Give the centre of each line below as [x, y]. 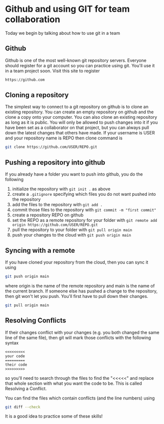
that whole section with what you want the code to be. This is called [73, 383]
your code [15, 356]
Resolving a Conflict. [26, 388]
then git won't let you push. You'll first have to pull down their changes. [77, 296]
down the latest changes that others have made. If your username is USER [80, 133]
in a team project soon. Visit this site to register [53, 71]
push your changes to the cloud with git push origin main [71, 235]
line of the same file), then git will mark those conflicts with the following [78, 338]
